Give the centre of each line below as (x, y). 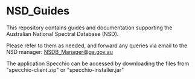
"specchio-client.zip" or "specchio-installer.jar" (65, 69)
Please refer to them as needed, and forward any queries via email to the (97, 45)
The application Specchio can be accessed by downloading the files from (98, 63)
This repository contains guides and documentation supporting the (89, 28)
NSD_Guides (38, 11)
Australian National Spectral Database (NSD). (62, 34)
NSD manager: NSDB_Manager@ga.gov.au (60, 51)
